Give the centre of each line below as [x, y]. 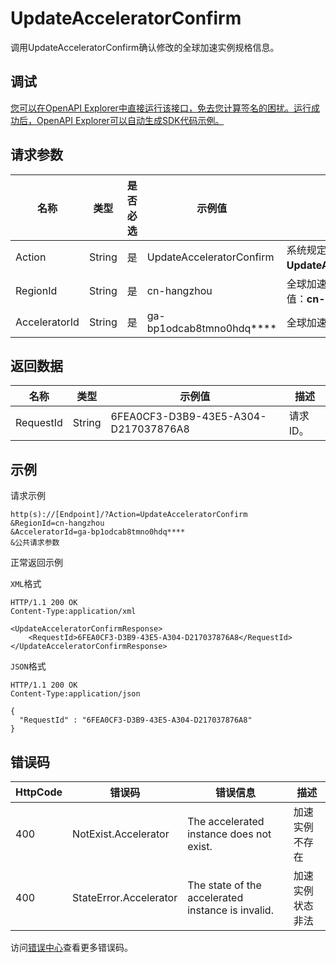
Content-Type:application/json [75, 694]
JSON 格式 [28, 666]
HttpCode [39, 792]
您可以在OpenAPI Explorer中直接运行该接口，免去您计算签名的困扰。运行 [161, 108]
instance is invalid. [230, 910]
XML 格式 [26, 584]
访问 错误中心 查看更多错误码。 [71, 947]
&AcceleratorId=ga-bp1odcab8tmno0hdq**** [98, 532]
